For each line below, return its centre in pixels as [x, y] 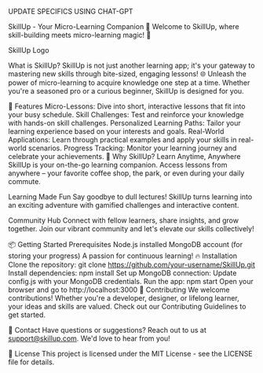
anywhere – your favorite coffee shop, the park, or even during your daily [126, 173]
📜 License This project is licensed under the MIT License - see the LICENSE [130, 354]
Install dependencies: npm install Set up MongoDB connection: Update [122, 273]
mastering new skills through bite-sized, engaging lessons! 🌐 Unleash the [128, 74]
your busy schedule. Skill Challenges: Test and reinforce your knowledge [126, 114]
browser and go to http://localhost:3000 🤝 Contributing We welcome [119, 290]
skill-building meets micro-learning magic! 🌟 [80, 35]
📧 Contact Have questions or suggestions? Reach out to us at [107, 330]
